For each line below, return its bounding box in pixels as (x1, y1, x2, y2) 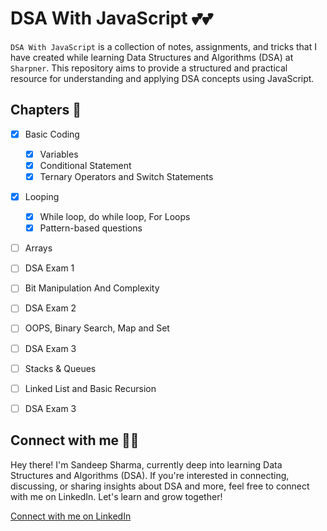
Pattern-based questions (39, 222, 143, 234)
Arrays (24, 242, 53, 254)
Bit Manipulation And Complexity (24, 282, 160, 294)
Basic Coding (24, 128, 80, 140)
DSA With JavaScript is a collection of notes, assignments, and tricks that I (10, 40, 317, 52)
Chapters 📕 (10, 102, 82, 119)
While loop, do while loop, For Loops (39, 211, 191, 223)
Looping (24, 191, 60, 202)
